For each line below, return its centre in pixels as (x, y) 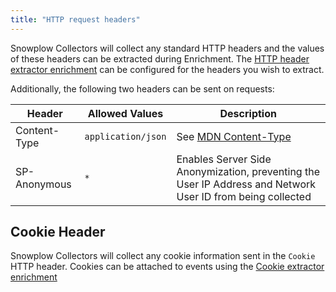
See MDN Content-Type (234, 136)
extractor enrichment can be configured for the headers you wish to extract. (167, 69)
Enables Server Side (224, 159)
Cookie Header (58, 232)
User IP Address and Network (246, 184)
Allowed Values (125, 113)
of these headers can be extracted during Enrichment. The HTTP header (160, 58)
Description (248, 113)
